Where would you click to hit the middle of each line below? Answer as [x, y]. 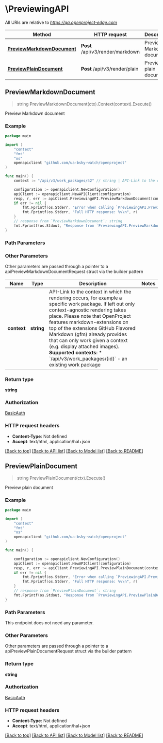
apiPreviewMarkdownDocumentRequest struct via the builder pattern [74, 272]
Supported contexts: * [76, 352]
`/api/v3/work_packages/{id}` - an [88, 359]
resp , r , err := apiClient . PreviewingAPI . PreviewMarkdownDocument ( [83, 199]
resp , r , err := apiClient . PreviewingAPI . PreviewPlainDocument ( [80, 568]
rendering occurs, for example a [86, 298]
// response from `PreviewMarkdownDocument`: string [68, 221]
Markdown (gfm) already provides [88, 334]
